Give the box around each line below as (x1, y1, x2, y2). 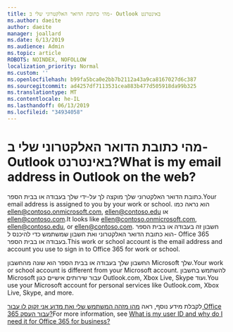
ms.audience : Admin (7, 43, 65, 50)
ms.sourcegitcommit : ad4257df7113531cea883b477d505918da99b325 (7, 82, 197, 90)
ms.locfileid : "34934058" (7, 109, 83, 116)
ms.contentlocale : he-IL (7, 96, 80, 103)
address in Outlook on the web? (7, 168, 196, 185)
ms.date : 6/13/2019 (7, 37, 65, 44)
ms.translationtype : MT (7, 89, 77, 96)
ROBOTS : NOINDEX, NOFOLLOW (7, 56, 87, 63)
